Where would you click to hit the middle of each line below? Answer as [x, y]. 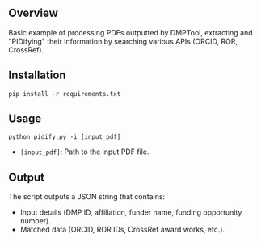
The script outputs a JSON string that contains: [87, 197]
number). [35, 221]
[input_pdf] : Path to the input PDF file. [84, 152]
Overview [34, 13]
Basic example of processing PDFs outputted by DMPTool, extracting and [130, 32]
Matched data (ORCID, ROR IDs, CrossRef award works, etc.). [122, 230]
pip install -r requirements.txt [65, 94]
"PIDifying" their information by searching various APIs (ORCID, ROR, [123, 41]
